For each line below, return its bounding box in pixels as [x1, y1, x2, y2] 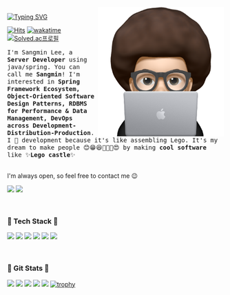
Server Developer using [7, 56, 87, 63]
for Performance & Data [7, 107, 87, 114]
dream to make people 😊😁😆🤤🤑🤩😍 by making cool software [7, 144, 207, 151]
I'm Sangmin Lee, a [7, 48, 73, 56]
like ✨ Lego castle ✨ [7, 151, 76, 159]
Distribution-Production [7, 129, 91, 136]
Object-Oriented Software [7, 92, 95, 100]
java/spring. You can [7, 63, 81, 71]
